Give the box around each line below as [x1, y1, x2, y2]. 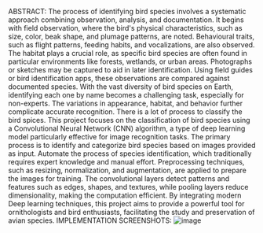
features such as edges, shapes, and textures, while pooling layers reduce [8, 183, 249, 191]
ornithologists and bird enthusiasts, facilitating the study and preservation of [8, 208, 255, 216]
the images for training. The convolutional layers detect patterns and [8, 174, 230, 183]
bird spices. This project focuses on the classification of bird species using [8, 116, 250, 124]
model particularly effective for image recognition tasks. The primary [8, 132, 231, 141]
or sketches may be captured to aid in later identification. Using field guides [8, 65, 254, 74]
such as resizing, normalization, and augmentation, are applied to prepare [8, 165, 247, 175]
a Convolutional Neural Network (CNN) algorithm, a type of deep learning [8, 124, 246, 133]
